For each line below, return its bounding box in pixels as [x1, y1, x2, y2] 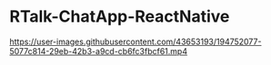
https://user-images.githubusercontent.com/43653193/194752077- [9, 36, 262, 47]
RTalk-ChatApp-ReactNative [9, 6, 230, 27]
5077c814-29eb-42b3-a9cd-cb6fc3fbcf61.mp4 [9, 45, 188, 56]
